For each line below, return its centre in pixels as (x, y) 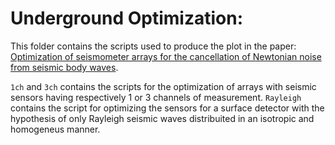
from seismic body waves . (64, 67)
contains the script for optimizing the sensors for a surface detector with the (167, 108)
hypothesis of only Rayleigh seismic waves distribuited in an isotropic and (162, 118)
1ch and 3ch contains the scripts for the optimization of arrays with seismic (163, 86)
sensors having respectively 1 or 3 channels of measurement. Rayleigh (156, 97)
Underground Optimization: (126, 18)
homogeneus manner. (55, 129)
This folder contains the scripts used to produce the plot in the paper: (153, 46)
